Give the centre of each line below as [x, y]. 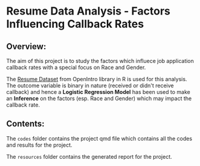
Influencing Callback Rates [75, 24]
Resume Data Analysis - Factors [89, 11]
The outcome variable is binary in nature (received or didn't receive [90, 85]
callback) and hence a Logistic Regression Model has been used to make [98, 92]
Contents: [25, 124]
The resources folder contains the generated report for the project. [89, 156]
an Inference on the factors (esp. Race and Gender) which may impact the [99, 98]
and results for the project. [39, 145]
